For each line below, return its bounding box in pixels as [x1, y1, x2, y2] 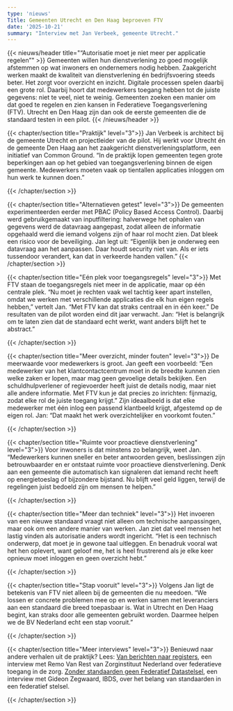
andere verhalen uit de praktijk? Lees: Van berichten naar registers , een [7, 652, 212, 661]
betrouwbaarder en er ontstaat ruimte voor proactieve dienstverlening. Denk [7, 461, 226, 469]
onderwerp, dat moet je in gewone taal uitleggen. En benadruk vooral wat [7, 540, 218, 548]
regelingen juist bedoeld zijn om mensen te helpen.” [7, 482, 156, 491]
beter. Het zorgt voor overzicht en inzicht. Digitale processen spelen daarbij [7, 78, 224, 87]
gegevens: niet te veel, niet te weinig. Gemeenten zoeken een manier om [7, 93, 216, 102]
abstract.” [7, 325, 35, 333]
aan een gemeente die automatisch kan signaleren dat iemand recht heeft [7, 468, 218, 476]
